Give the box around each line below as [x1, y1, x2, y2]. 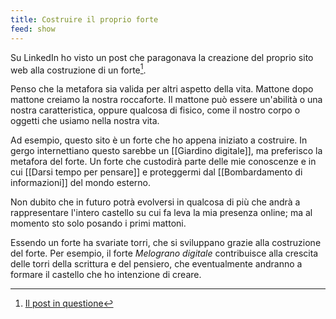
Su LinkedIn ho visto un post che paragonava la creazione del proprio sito [10, 51, 314, 63]
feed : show [10, 24, 56, 34]
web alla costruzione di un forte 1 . [10, 62, 147, 76]
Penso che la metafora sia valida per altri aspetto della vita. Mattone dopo [10, 83, 314, 95]
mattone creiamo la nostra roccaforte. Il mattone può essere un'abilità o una [10, 94, 323, 106]
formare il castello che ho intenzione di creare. [10, 269, 202, 281]
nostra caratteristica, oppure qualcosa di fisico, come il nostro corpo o [10, 104, 301, 116]
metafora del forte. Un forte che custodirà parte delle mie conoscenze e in [10, 156, 317, 168]
